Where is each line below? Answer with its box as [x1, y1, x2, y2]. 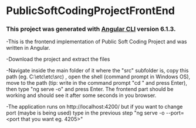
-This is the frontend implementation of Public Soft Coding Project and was [6, 38, 187, 45]
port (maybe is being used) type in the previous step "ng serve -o [6, 109, 165, 116]
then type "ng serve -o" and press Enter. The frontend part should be [6, 86, 174, 93]
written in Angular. [6, 44, 50, 51]
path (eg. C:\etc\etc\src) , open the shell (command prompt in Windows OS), [6, 73, 191, 80]
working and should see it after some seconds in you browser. [6, 92, 157, 99]
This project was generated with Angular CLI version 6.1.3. [6, 25, 176, 33]
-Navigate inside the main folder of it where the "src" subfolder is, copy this [6, 67, 189, 74]
